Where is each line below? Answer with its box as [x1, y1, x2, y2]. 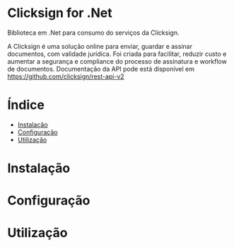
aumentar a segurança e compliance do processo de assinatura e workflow [7, 57, 228, 65]
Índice [7, 97, 45, 113]
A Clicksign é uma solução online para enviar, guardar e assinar [7, 42, 193, 50]
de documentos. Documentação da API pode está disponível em [7, 64, 194, 73]
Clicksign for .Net [7, 5, 113, 21]
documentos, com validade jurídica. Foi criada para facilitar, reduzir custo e [7, 50, 227, 58]
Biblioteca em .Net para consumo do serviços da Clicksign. [7, 28, 180, 37]
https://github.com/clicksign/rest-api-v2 [7, 72, 125, 81]
